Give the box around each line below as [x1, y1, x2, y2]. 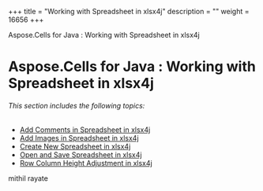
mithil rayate [8, 174, 49, 183]
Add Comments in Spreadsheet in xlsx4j [19, 125, 151, 134]
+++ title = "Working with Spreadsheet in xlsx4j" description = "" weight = [8, 7, 250, 16]
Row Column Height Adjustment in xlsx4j [19, 159, 152, 168]
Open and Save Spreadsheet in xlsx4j [19, 150, 142, 160]
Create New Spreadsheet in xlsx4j [19, 141, 131, 152]
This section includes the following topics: [8, 101, 145, 110]
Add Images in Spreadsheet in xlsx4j [19, 134, 140, 143]
